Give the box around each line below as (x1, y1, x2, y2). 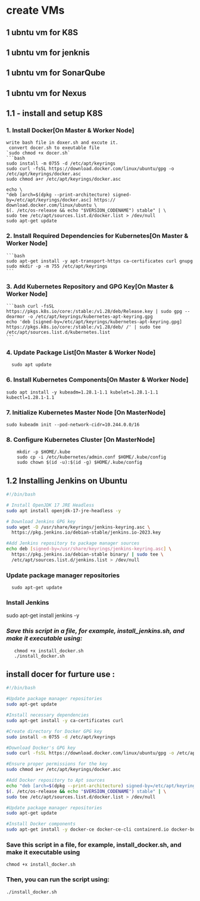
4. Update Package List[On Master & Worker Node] (6, 348, 156, 357)
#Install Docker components (6, 821, 76, 827)
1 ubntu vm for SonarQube (6, 68, 105, 78)
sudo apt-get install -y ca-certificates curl (6, 717, 124, 723)
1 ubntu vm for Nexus (6, 88, 87, 98)
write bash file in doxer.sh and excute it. (6, 140, 118, 146)
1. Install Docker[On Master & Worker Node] (6, 126, 135, 135)
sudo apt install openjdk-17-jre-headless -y (6, 507, 121, 513)
